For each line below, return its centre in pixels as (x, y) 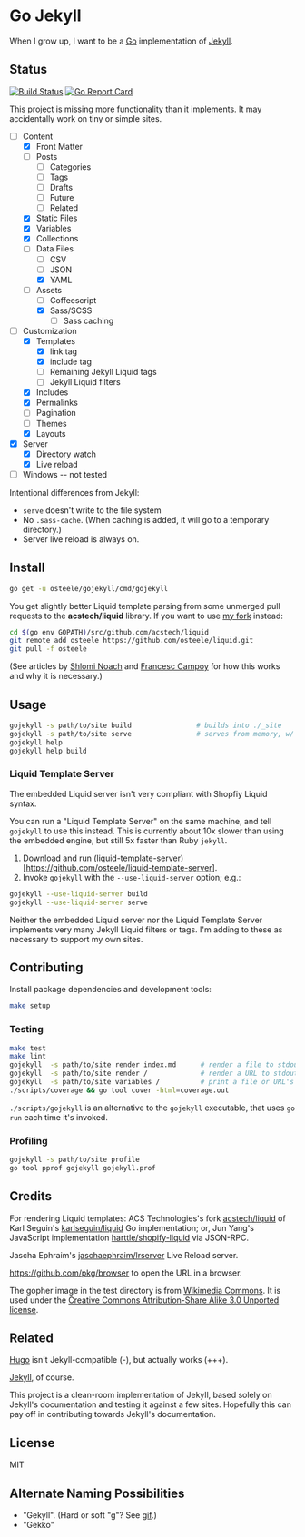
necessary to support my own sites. (76, 939)
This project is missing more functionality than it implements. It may (136, 109)
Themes (51, 423)
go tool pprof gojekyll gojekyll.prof (83, 1168)
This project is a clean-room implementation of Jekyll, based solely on (141, 1395)
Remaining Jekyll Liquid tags (103, 372)
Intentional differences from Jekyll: (74, 492)
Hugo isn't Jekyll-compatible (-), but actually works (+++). (119, 1360)
